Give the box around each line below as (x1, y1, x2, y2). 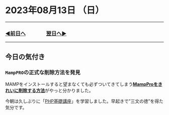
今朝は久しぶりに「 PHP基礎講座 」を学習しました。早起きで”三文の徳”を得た (5, 98, 163, 104)
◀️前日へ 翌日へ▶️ (5, 30, 67, 37)
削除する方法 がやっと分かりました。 (18, 87, 94, 93)
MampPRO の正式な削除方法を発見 (5, 69, 80, 76)
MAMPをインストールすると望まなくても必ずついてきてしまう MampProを (5, 81, 158, 87)
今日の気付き (5, 52, 45, 61)
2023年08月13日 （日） (5, 5, 105, 16)
